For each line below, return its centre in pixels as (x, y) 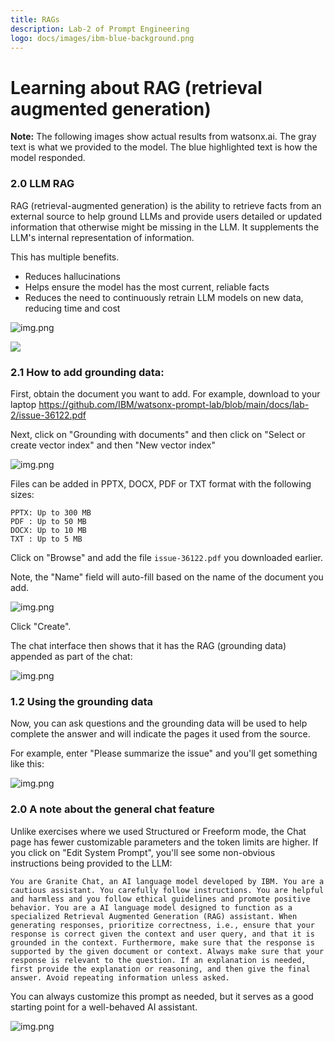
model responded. (48, 158)
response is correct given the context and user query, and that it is (162, 934)
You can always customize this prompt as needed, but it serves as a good (162, 996)
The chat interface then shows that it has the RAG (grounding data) (148, 645)
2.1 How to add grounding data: (87, 372)
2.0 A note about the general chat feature (112, 809)
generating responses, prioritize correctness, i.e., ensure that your (162, 925)
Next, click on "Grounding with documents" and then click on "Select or (158, 434)
